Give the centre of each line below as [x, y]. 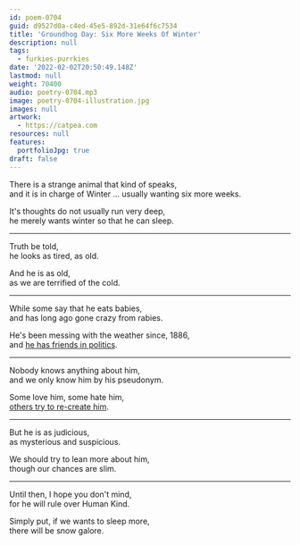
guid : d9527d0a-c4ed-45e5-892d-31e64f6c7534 [93, 26]
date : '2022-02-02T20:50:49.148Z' [74, 68]
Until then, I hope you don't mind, [71, 494]
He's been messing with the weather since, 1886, [100, 335]
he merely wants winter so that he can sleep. [92, 221]
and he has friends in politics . [63, 344]
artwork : [25, 117]
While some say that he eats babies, [76, 308]
